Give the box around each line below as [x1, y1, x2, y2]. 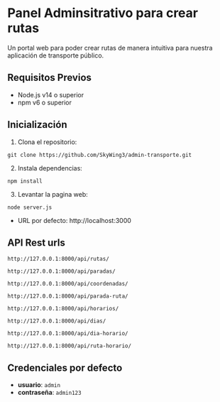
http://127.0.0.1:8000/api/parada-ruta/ [7, 293, 129, 300]
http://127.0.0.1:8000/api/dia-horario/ [7, 330, 129, 337]
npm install [7, 178, 43, 185]
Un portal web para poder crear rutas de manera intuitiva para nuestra [7, 43, 213, 52]
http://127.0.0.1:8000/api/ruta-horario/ [7, 342, 132, 349]
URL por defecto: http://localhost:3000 [17, 216, 131, 224]
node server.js [7, 204, 53, 211]
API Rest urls [7, 237, 66, 249]
